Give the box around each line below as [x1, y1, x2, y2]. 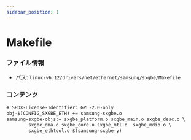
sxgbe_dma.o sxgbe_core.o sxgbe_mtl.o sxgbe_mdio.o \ [28, 122, 172, 128]
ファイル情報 [6, 58, 45, 67]
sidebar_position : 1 [6, 9, 60, 15]
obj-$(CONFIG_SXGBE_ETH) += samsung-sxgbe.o [6, 111, 122, 117]
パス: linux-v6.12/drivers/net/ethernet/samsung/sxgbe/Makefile [15, 74, 181, 81]
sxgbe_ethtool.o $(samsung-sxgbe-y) [28, 127, 122, 134]
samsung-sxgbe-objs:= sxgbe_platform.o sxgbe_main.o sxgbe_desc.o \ [6, 116, 185, 123]
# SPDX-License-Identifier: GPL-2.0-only [6, 105, 114, 111]
